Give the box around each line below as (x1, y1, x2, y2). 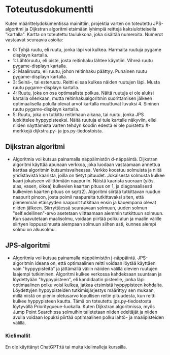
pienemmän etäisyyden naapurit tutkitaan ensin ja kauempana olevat (12, 199, 156, 205)
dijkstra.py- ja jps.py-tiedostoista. (33, 127, 103, 133)
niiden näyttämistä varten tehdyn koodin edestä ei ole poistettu (12, 122, 145, 128)
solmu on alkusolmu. (12, 226, 56, 232)
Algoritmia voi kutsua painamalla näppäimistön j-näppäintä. (12, 255, 137, 261)
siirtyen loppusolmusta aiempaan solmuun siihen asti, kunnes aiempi (12, 221, 156, 227)
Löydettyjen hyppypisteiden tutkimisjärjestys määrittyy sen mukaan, (12, 287, 155, 293)
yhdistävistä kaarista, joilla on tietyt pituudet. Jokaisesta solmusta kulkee (12, 172, 165, 178)
